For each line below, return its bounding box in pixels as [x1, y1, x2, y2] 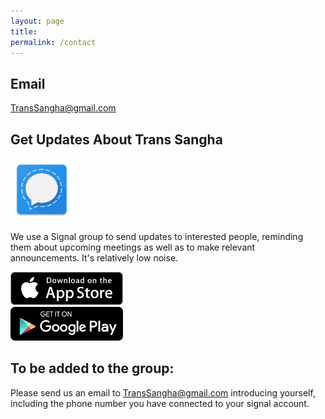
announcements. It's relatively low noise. [10, 252, 179, 264]
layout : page [10, 16, 65, 26]
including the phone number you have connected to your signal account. [10, 397, 310, 409]
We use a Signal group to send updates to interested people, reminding [10, 231, 304, 242]
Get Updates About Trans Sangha [10, 131, 223, 148]
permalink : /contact [10, 37, 97, 47]
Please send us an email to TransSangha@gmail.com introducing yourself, [10, 386, 316, 399]
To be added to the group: [10, 360, 175, 377]
